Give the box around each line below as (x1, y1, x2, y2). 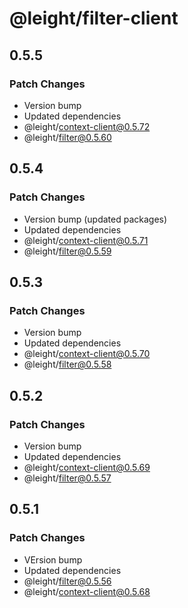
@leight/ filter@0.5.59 (23, 245, 112, 257)
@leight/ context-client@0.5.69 (23, 461, 151, 473)
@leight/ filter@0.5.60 (23, 131, 112, 143)
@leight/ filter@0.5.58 (23, 358, 112, 371)
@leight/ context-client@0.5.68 (23, 585, 151, 597)
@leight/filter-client (9, 7, 179, 30)
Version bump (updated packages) (23, 213, 168, 225)
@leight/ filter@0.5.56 (23, 575, 112, 587)
